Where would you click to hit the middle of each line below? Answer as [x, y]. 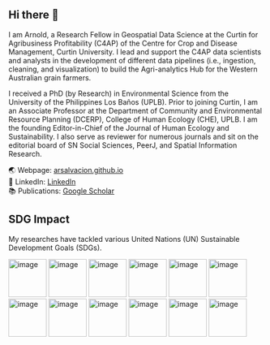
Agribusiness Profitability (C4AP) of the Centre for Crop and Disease [123, 43]
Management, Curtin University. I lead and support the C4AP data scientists [135, 52]
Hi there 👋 [34, 15]
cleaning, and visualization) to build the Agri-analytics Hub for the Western [133, 69]
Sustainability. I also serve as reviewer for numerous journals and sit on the [134, 136]
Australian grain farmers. [50, 77]
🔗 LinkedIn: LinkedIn [42, 181]
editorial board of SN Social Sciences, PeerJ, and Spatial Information [123, 145]
